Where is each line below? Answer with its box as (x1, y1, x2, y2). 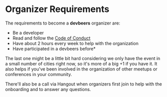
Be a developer (12, 29, 44, 35)
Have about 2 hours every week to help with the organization (12, 40, 139, 46)
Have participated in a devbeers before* (12, 45, 96, 51)
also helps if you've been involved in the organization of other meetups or (5, 66, 158, 72)
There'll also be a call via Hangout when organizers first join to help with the (5, 81, 162, 87)
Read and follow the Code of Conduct (12, 35, 91, 41)
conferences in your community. (5, 71, 72, 77)
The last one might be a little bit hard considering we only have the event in (5, 55, 160, 61)
